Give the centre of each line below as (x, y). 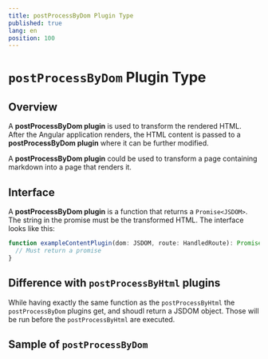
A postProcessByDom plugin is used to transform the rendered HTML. (125, 126)
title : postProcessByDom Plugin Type (71, 16)
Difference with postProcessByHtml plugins (114, 283)
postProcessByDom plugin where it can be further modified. (108, 143)
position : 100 (32, 38)
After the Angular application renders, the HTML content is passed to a (124, 135)
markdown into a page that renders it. (70, 167)
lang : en (23, 30)
